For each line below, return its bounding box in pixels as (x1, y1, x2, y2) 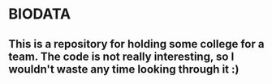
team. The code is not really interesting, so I (8, 49, 235, 63)
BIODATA (8, 5, 71, 23)
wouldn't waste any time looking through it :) (8, 62, 240, 76)
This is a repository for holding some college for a (8, 37, 265, 51)
